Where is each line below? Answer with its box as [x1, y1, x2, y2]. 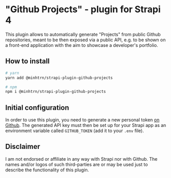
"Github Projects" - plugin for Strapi [5, 4, 161, 15]
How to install [5, 57, 50, 66]
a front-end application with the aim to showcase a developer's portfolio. [5, 42, 158, 48]
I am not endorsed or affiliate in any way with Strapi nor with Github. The [5, 156, 158, 162]
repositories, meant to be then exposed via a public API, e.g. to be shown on [5, 37, 166, 43]
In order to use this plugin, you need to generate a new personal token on [5, 117, 160, 123]
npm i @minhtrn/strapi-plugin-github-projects [5, 89, 106, 94]
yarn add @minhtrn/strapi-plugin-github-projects [5, 75, 113, 80]
